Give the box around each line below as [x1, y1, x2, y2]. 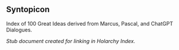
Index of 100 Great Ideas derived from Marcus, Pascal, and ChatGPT [6, 20, 174, 27]
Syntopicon [6, 5, 50, 15]
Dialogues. [6, 26, 33, 33]
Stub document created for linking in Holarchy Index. [6, 37, 136, 44]
